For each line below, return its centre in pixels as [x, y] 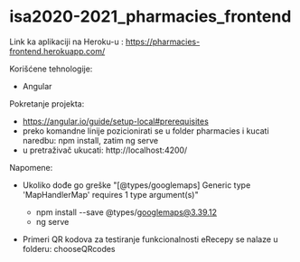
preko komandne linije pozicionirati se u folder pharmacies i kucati [145, 131]
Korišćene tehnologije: [51, 69]
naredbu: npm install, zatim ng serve [90, 140]
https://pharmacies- [163, 42]
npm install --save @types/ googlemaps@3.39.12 [127, 212]
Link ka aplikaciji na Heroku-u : [66, 42]
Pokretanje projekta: [47, 103]
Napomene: [31, 167]
